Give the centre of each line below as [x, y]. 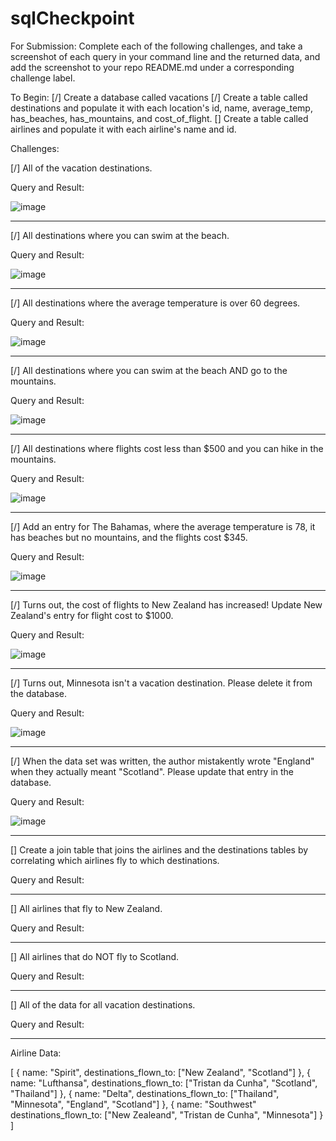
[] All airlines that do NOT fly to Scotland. [95, 956]
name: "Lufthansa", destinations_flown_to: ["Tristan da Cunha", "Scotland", [164, 1083]
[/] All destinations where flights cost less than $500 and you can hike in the [167, 448]
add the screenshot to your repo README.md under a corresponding [152, 67]
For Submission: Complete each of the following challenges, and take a [156, 46]
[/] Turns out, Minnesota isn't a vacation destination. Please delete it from [161, 683]
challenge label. [43, 78]
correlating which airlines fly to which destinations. [115, 860]
